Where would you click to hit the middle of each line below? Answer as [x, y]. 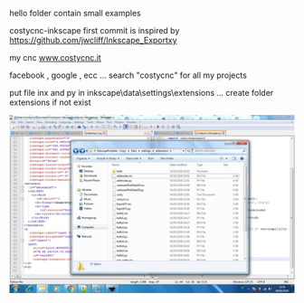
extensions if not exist [50, 102]
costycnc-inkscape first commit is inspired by [95, 30]
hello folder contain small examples [76, 13]
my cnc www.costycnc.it [55, 57]
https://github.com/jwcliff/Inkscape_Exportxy [94, 40]
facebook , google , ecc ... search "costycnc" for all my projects [128, 75]
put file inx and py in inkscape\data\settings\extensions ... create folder [142, 93]
